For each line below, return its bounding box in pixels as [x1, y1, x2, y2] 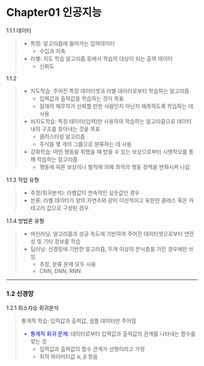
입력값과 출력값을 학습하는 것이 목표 [39, 95, 124, 102]
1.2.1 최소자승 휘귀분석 [6, 305, 59, 312]
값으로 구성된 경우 [46, 204, 89, 212]
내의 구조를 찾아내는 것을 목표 [30, 125, 100, 133]
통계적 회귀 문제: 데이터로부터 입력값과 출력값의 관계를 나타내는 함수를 [30, 330, 196, 337]
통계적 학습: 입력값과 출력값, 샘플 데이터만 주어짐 [21, 317, 137, 325]
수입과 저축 [39, 47, 66, 55]
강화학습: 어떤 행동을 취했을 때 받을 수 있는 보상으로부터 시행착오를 [30, 148, 188, 155]
